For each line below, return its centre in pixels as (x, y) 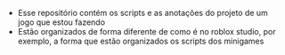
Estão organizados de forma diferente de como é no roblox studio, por (147, 31)
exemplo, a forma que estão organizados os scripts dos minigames (141, 41)
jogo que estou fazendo (61, 22)
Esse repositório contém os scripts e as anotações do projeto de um (143, 13)
